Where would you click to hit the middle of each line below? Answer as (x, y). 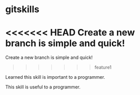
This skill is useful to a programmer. (43, 87)
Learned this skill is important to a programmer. (55, 77)
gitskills (22, 9)
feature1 (103, 68)
